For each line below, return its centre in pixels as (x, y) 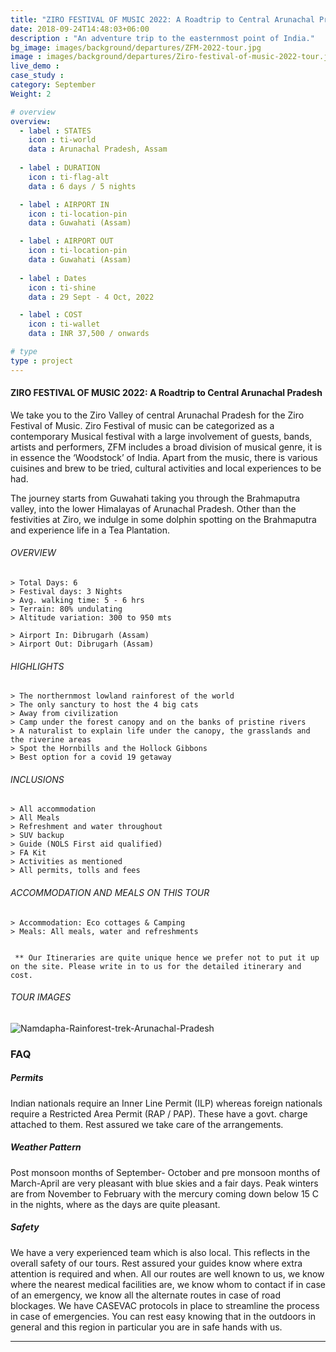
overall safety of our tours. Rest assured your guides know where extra (156, 1263)
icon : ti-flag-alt (69, 177)
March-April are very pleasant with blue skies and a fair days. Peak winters (164, 1183)
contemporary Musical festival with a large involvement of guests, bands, (161, 436)
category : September (53, 85)
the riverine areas (51, 740)
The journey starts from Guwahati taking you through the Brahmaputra (155, 498)
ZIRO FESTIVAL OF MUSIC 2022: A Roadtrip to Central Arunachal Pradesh (166, 393)
